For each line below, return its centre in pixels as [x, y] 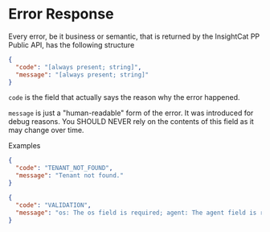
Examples [25, 146]
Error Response [61, 14]
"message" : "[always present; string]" [82, 75]
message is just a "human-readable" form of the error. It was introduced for [131, 113]
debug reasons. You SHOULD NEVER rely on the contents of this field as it [131, 122]
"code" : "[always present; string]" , [79, 67]
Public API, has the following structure [72, 44]
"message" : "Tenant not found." [70, 176]
